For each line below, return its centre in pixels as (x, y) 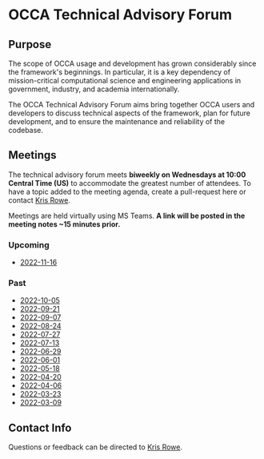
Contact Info (40, 427)
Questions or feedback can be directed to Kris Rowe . (95, 447)
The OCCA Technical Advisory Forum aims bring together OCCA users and (132, 105)
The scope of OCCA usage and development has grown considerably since (132, 63)
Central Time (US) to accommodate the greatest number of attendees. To (130, 183)
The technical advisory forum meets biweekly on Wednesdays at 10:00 (127, 175)
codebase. (26, 130)
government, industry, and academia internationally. (94, 89)
